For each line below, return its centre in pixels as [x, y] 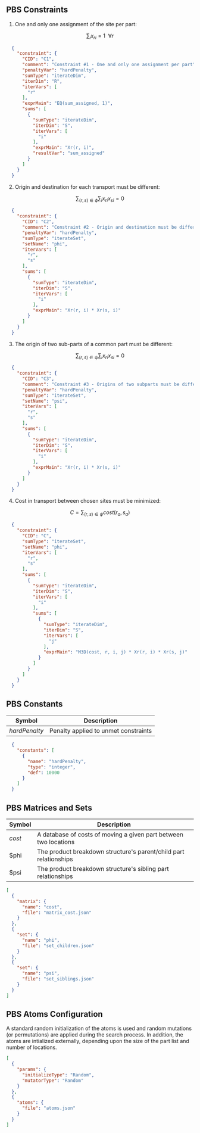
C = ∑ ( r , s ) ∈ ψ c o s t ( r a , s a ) [100, 513]
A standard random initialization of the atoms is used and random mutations [99, 1028]
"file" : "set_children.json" [58, 946]
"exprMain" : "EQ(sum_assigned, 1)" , [67, 104]
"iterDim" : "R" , [42, 81]
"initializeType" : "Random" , [58, 1075]
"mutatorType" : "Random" [53, 1081]
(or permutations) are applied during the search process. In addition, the [95, 1035]
